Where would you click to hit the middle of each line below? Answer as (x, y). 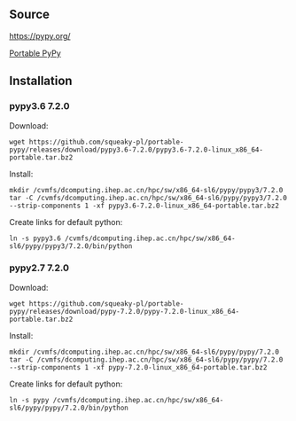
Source (30, 15)
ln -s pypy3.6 (35, 238)
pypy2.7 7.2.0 (39, 268)
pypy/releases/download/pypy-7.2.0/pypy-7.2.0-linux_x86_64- (125, 311)
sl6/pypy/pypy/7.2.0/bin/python (69, 408)
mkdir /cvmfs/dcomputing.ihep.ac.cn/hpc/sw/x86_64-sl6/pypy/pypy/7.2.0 (144, 352)
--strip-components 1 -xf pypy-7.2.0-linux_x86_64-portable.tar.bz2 (138, 367)
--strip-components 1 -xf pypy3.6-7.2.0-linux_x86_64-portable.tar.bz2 (144, 206)
